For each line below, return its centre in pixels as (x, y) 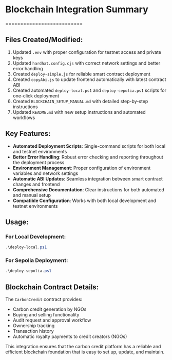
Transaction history (33, 331)
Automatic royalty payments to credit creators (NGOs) (70, 336)
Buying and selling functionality (46, 315)
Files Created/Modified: (44, 40)
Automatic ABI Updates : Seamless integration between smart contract (88, 178)
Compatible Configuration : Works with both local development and (84, 201)
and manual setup (32, 195)
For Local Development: (36, 236)
